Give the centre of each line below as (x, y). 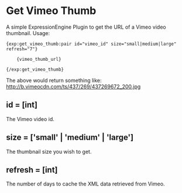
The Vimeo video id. (30, 119)
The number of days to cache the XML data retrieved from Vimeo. (85, 184)
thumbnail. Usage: (28, 33)
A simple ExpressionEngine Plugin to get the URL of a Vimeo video (86, 27)
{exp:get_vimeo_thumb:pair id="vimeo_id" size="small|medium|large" (91, 44)
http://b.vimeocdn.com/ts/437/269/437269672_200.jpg (73, 87)
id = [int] (22, 105)
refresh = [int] (32, 170)
